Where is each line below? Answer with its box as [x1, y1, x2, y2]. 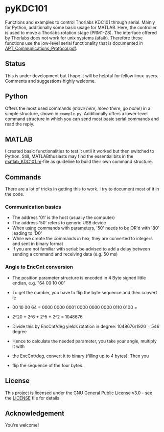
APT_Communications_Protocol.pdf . [5, 45, 77, 51]
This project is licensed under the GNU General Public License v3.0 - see [5, 390, 153, 396]
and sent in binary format [12, 241, 64, 247]
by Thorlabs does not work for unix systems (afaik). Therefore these [5, 35, 143, 41]
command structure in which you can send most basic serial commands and [5, 116, 159, 122]
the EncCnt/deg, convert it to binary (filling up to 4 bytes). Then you [12, 353, 149, 359]
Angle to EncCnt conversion [5, 264, 73, 271]
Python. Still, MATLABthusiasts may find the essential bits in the [5, 154, 134, 159]
